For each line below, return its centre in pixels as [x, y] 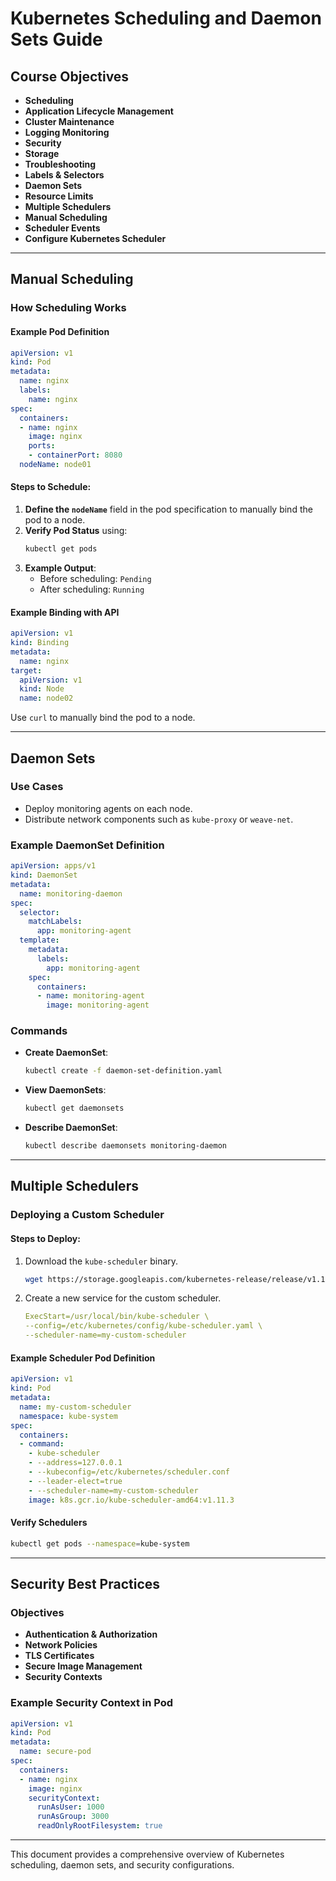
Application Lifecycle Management [99, 111]
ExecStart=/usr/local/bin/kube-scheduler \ [117, 1317]
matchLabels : [55, 922]
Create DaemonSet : [66, 1053]
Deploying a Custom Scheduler [87, 1215]
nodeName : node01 [55, 465]
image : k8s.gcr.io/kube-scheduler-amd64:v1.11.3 [131, 1500]
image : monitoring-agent [98, 1005]
